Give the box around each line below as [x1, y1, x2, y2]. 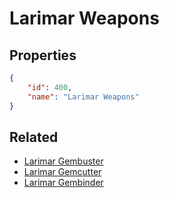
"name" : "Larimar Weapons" [27, 92, 140, 102]
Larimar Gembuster [23, 155, 104, 167]
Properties [9, 47, 77, 64]
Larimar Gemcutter [23, 166, 102, 178]
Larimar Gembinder [23, 177, 104, 189]
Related [9, 128, 59, 146]
